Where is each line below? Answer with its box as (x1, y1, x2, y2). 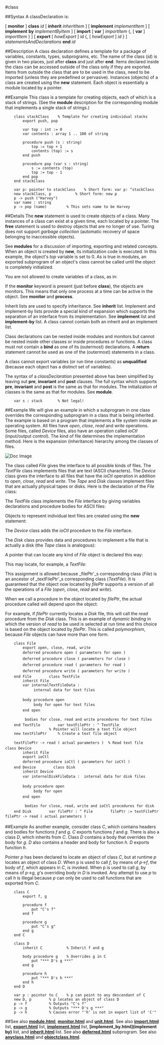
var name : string (14, 200, 51, 205)
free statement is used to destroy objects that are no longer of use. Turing (5, 223, 155, 229)
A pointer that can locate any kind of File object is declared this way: (5, 552, 143, 557)
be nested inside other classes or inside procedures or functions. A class (5, 339, 153, 344)
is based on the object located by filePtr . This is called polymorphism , (5, 627, 146, 632)
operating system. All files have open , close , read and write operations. (5, 423, 149, 428)
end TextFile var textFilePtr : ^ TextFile (14, 723, 119, 728)
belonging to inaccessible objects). (5, 234, 76, 239)
